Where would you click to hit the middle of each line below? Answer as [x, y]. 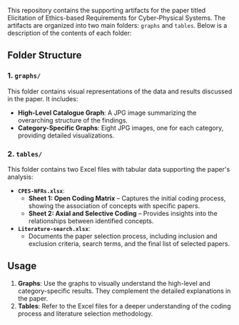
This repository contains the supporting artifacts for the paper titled [107, 10]
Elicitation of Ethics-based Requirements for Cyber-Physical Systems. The [117, 18]
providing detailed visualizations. [66, 135]
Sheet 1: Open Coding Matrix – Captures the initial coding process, [127, 198]
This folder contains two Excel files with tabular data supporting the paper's [119, 169]
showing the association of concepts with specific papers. [114, 205]
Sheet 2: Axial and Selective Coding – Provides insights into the [123, 213]
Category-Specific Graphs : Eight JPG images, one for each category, [121, 128]
